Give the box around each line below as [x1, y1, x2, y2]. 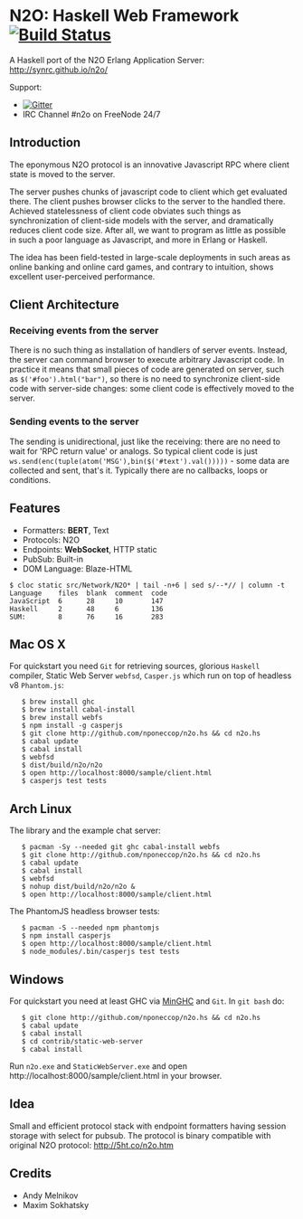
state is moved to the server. [9, 168, 116, 179]
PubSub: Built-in [22, 553, 84, 564]
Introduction [9, 135, 81, 150]
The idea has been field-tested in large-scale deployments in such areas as [9, 251, 291, 262]
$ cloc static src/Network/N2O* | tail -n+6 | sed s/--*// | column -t [9, 581, 285, 590]
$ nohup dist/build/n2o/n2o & [21, 883, 136, 892]
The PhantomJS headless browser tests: [9, 906, 160, 917]
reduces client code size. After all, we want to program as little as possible [9, 224, 287, 235]
